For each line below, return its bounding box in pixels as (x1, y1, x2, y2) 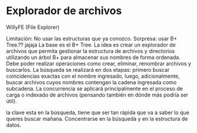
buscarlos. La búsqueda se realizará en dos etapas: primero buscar (6, 66, 170, 73)
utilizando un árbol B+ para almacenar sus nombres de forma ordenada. (6, 54, 181, 61)
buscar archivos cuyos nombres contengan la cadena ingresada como (6, 78, 177, 86)
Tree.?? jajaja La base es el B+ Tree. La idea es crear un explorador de (6, 41, 176, 48)
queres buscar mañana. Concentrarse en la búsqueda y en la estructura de (6, 115, 188, 122)
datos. (6, 121, 22, 128)
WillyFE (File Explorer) (6, 24, 60, 31)
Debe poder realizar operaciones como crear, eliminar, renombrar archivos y (6, 60, 191, 67)
